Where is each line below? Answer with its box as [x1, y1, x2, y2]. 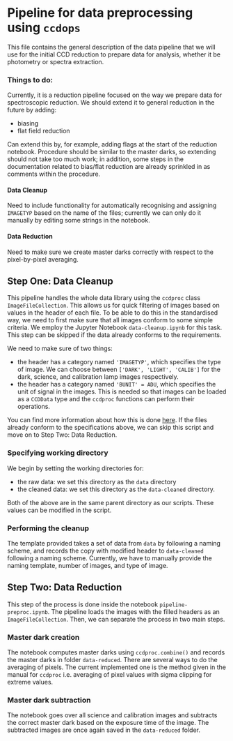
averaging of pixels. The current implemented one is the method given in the [7, 663, 226, 671]
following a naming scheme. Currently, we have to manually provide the [7, 554, 212, 562]
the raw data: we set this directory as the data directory [17, 477, 177, 486]
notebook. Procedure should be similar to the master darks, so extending [7, 148, 216, 156]
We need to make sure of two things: [7, 344, 113, 353]
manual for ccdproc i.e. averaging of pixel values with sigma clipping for [7, 671, 212, 679]
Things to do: [7, 75, 54, 84]
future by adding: [7, 106, 57, 114]
